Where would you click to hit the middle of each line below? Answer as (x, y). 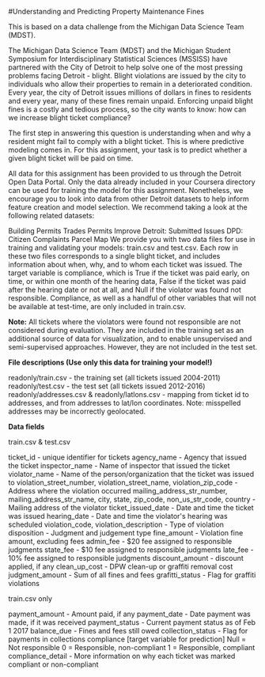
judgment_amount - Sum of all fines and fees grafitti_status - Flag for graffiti (132, 575)
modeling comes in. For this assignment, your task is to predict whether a (128, 150)
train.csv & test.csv (40, 442)
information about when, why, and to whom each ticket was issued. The (125, 265)
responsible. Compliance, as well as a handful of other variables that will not (132, 298)
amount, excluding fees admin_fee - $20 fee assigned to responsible (120, 541)
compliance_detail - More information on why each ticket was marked (122, 656)
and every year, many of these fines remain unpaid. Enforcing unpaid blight (131, 101)
